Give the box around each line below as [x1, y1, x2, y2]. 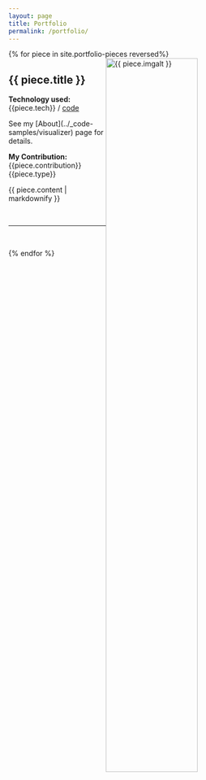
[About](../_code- [35, 119, 93, 129]
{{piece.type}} [8, 169, 57, 179]
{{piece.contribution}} [8, 160, 82, 171]
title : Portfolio [8, 20, 67, 28]
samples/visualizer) [8, 128, 74, 137]
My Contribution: [8, 152, 67, 162]
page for [75, 128, 104, 137]
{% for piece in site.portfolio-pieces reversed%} [8, 50, 170, 59]
